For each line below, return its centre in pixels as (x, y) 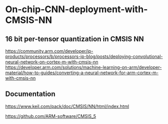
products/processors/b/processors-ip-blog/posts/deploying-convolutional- (84, 56)
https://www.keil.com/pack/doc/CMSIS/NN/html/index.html (67, 106)
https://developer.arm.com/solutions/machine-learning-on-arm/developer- (83, 67)
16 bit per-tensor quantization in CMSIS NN (75, 39)
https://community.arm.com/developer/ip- (49, 51)
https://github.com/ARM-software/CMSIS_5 (51, 116)
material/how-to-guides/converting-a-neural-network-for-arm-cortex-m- (82, 73)
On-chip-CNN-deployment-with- (77, 9)
